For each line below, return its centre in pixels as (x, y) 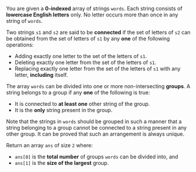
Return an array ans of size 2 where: (49, 145)
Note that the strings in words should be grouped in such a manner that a (94, 122)
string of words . (24, 21)
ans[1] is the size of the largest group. (62, 163)
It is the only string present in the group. (64, 110)
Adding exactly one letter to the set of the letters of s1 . (81, 56)
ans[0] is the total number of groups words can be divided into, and (96, 157)
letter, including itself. (41, 75)
